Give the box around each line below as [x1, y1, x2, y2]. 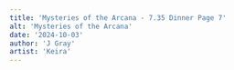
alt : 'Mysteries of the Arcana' [9, 22, 133, 31]
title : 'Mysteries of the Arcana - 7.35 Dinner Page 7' [9, 13, 227, 23]
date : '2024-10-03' [9, 30, 84, 39]
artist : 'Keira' [9, 47, 71, 56]
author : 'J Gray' [9, 38, 76, 48]
